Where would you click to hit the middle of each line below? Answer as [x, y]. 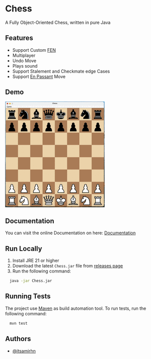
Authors [18, 339]
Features [19, 38]
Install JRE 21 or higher [36, 261]
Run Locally [24, 248]
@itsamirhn [24, 351]
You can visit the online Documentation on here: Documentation [70, 233]
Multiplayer [24, 55]
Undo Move [24, 61]
